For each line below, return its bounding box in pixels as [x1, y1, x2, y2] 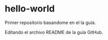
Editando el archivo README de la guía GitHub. [5, 29, 103, 35]
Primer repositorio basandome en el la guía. [5, 19, 96, 25]
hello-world [5, 3, 55, 14]
